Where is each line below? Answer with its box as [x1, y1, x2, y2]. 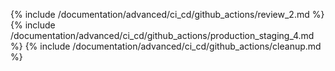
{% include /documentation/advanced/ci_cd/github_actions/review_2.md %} [10, 9, 325, 20]
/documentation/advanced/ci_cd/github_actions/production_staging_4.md [10, 30, 315, 41]
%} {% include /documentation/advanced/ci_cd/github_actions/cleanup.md [10, 40, 322, 52]
